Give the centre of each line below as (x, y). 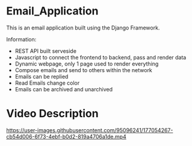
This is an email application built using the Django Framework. (83, 28)
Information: (21, 39)
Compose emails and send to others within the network (83, 70)
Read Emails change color (47, 83)
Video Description (52, 114)
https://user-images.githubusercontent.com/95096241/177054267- (90, 130)
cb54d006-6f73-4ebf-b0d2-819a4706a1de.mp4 (66, 136)
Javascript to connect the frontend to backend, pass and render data (101, 57)
